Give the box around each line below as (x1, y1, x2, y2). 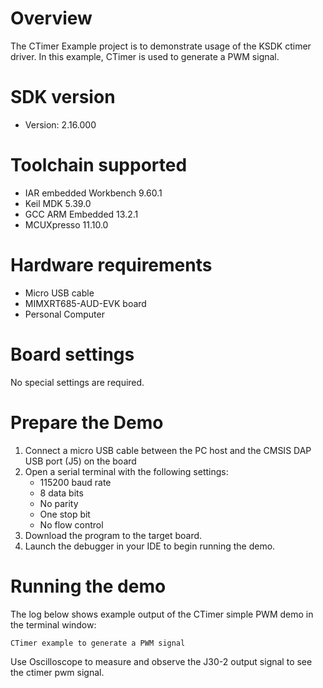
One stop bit (39, 508, 91, 520)
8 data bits (39, 487, 84, 499)
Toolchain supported (10, 154, 188, 177)
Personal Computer (24, 308, 105, 320)
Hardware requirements (10, 254, 213, 276)
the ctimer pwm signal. (10, 666, 105, 678)
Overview (10, 7, 93, 30)
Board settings (10, 343, 135, 366)
